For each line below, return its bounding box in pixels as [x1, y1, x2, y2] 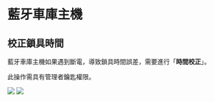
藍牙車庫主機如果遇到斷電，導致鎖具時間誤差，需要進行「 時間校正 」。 [7, 58, 210, 66]
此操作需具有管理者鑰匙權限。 [7, 73, 95, 81]
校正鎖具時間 [7, 37, 64, 49]
